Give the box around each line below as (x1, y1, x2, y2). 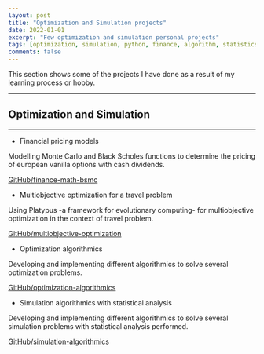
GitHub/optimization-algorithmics (8, 283, 116, 292)
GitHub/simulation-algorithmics (8, 337, 110, 346)
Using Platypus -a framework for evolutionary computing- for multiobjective (8, 205, 254, 214)
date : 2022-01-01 (8, 26, 65, 34)
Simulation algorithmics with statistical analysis (19, 297, 173, 307)
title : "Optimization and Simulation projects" (8, 19, 167, 27)
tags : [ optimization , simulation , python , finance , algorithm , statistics (8, 41, 258, 49)
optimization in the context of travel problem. (8, 213, 154, 223)
